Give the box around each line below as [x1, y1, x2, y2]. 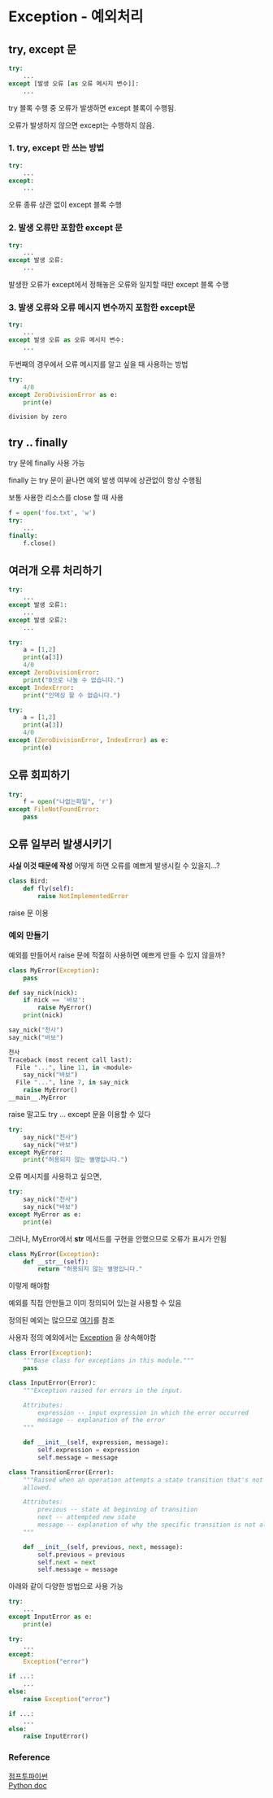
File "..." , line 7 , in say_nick [15, 1079, 129, 1087]
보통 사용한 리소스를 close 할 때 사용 [8, 493, 124, 503]
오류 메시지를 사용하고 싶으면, [8, 1172, 102, 1181]
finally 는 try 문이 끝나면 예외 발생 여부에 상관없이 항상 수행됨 [8, 475, 202, 485]
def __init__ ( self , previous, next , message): [23, 1543, 184, 1551]
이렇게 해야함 [8, 1281, 50, 1290]
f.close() [23, 539, 57, 548]
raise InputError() [23, 1732, 89, 1741]
